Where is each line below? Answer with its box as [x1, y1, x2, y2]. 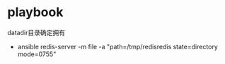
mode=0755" [17, 50, 57, 58]
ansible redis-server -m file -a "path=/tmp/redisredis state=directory [17, 42, 218, 51]
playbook [7, 4, 64, 20]
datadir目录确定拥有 [7, 28, 66, 37]
